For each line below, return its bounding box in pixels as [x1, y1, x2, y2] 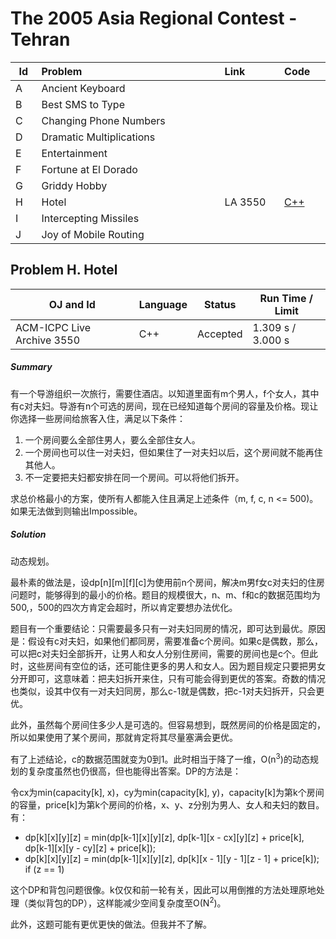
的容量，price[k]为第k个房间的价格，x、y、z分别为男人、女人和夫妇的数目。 [10, 799, 325, 811]
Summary [10, 361, 53, 373]
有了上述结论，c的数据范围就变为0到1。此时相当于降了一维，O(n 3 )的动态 [10, 751, 310, 765]
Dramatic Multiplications [41, 130, 156, 144]
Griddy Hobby [41, 178, 108, 192]
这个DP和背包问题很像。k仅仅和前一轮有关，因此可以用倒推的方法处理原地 [10, 884, 317, 896]
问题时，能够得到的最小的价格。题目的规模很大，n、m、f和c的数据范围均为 [10, 588, 321, 601]
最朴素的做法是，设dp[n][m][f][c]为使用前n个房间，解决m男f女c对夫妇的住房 [10, 576, 326, 588]
